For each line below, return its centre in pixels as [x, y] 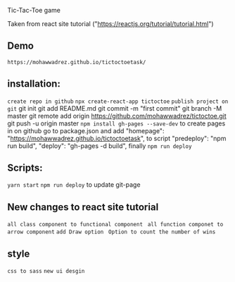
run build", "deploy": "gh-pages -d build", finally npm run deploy [100, 146]
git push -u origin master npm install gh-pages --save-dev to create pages [116, 123]
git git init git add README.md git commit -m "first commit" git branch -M [115, 108]
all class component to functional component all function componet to [115, 225]
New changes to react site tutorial [83, 207]
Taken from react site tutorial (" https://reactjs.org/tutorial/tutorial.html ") [110, 24]
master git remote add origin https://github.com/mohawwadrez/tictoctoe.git [117, 116]
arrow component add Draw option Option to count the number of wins [112, 232]
